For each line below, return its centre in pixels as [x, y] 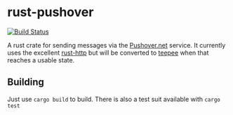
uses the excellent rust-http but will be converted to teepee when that [108, 53]
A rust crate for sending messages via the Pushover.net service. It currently [116, 45]
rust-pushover [51, 12]
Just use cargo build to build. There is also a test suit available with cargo [114, 99]
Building [26, 82]
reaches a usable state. [41, 60]
